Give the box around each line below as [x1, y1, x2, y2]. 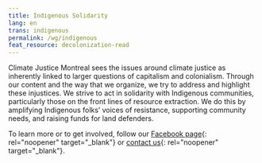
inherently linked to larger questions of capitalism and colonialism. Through [8, 72, 254, 81]
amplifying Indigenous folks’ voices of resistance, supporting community [8, 105, 246, 115]
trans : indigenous [8, 26, 69, 34]
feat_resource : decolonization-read [8, 41, 129, 49]
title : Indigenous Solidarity [8, 11, 109, 20]
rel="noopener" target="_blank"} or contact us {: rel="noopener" [8, 138, 219, 147]
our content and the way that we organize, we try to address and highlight [8, 80, 250, 90]
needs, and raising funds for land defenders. [8, 114, 154, 123]
